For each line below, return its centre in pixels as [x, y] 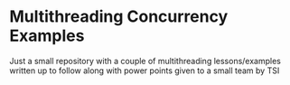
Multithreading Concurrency [119, 17]
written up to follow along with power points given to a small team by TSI [145, 71]
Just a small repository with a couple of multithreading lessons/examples [145, 61]
